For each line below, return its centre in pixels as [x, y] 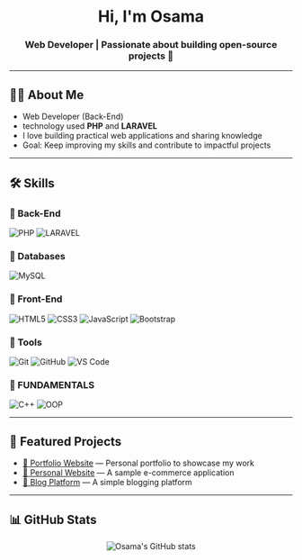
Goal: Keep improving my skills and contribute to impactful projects [147, 145]
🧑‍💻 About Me [47, 95]
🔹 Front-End [36, 299]
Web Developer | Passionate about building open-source [151, 45]
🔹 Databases [37, 256]
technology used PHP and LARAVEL [89, 126]
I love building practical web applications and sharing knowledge [142, 136]
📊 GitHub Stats [53, 520]
